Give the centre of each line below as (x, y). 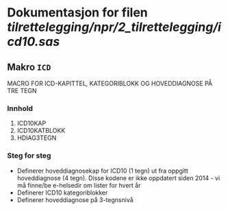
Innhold (20, 108)
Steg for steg (29, 156)
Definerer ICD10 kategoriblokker (62, 193)
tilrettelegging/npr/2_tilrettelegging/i (114, 27)
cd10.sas (34, 42)
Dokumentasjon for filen (78, 13)
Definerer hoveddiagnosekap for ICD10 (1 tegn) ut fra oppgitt (102, 171)
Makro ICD (29, 67)
